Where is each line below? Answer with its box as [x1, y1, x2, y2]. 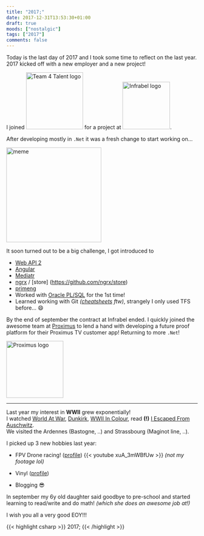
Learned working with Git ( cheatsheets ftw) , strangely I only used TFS [15, 298, 191, 305]
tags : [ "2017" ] [6, 32, 45, 38]
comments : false [6, 37, 47, 43]
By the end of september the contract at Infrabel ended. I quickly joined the [6, 316, 195, 323]
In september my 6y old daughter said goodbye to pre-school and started [6, 493, 191, 500]
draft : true [6, 20, 36, 26]
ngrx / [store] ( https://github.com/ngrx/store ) [15, 279, 128, 285]
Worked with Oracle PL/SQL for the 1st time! [15, 291, 126, 298]
